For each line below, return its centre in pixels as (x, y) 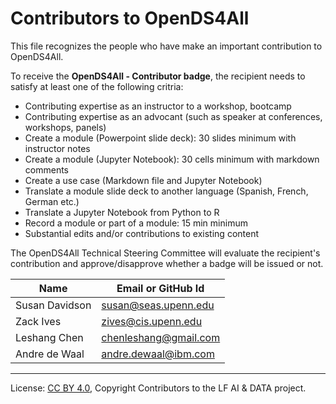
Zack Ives (38, 321)
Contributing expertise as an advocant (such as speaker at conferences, (173, 116)
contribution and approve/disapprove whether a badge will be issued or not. (167, 263)
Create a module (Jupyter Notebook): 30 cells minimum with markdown (172, 159)
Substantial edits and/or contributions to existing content (141, 233)
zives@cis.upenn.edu (152, 321)
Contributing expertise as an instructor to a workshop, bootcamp (158, 106)
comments (46, 169)
